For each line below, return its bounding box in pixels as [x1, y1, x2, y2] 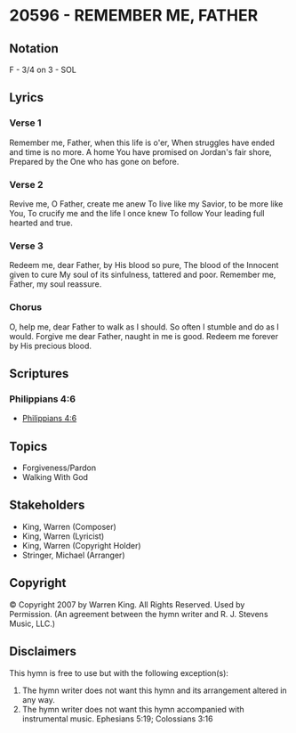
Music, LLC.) [9, 618, 56, 629]
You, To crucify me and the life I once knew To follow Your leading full [9, 208, 265, 218]
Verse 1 [9, 117, 42, 129]
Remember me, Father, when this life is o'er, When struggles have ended [9, 137, 276, 148]
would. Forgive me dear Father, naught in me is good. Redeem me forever [9, 330, 279, 341]
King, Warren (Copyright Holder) [21, 540, 141, 550]
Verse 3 [9, 240, 44, 252]
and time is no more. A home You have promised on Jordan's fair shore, [9, 146, 273, 157]
